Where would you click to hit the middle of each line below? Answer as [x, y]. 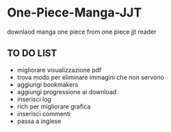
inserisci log [34, 99]
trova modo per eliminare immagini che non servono [90, 77]
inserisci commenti [43, 113]
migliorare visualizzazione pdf [59, 69]
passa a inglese [39, 121]
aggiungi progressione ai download [67, 91]
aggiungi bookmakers [48, 85]
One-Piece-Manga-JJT [75, 13]
